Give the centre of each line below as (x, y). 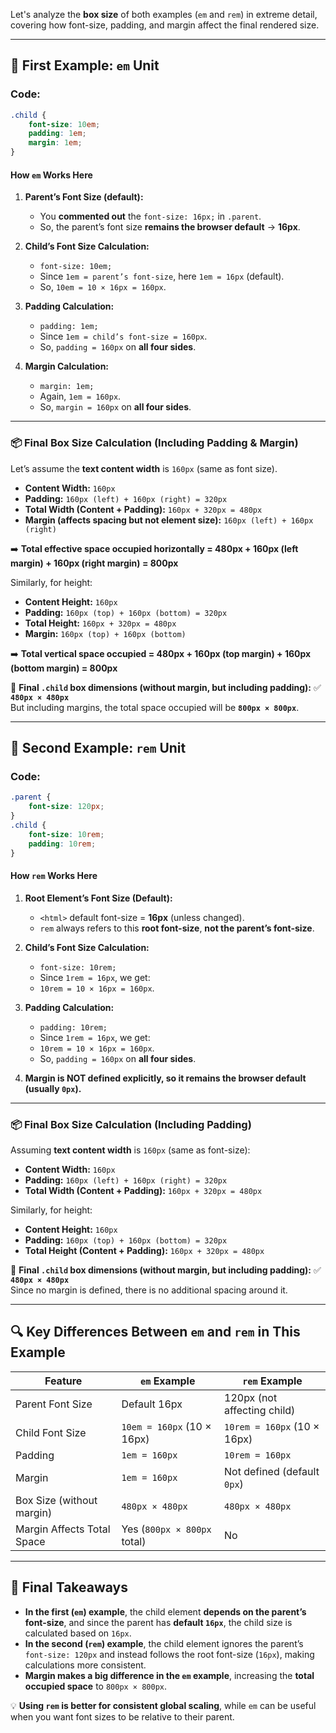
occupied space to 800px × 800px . (96, 1686)
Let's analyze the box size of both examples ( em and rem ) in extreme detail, (164, 14)
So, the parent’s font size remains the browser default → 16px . (170, 227)
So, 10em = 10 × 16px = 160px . (103, 287)
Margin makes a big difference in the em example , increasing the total (169, 1675)
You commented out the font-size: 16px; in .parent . (150, 216)
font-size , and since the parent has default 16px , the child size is (158, 1622)
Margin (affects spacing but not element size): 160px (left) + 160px (169, 520)
